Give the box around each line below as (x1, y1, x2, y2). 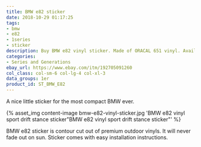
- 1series (6, 37, 31, 43)
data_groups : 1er (6, 76, 50, 82)
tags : (6, 20, 20, 26)
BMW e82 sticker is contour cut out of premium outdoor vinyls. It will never (6, 127, 191, 134)
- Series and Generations (6, 59, 71, 65)
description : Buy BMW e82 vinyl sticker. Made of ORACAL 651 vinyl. (6, 48, 181, 54)
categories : (6, 53, 36, 59)
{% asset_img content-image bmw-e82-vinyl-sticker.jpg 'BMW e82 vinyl (6, 109, 185, 116)
